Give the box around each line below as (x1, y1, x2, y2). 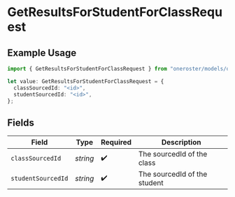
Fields (7, 117, 35, 129)
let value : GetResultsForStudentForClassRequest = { (7, 78, 164, 85)
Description (161, 138, 201, 147)
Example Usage (7, 47, 77, 59)
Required (100, 138, 131, 147)
